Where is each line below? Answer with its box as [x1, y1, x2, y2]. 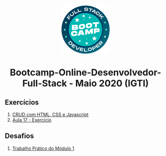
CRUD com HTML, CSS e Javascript [12, 112, 89, 118]
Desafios [5, 131, 34, 141]
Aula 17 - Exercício [12, 117, 52, 123]
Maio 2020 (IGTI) [75, 78, 149, 90]
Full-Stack [22, 78, 67, 90]
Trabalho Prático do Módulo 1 [12, 145, 75, 151]
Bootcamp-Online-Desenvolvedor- [9, 67, 162, 78]
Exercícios [5, 98, 39, 106]
